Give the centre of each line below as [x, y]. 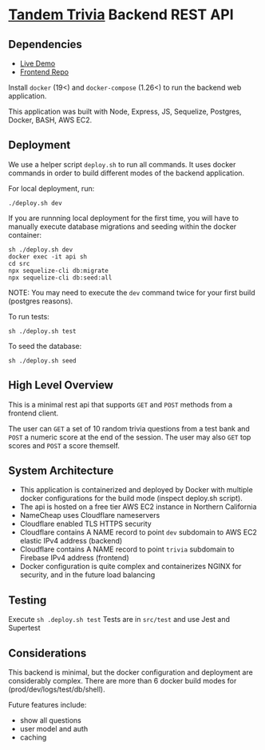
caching [33, 737]
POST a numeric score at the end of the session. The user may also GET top [130, 437]
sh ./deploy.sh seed [43, 361]
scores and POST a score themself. [64, 445]
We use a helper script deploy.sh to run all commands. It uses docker [122, 164]
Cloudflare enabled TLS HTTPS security [85, 524]
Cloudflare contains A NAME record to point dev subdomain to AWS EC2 [138, 532]
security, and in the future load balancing [87, 575]
